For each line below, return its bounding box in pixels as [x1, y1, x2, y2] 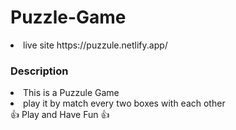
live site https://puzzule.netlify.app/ [23, 39, 168, 51]
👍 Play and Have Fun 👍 [10, 109, 110, 121]
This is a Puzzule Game [23, 87, 120, 99]
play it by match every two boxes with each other [23, 97, 226, 110]
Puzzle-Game [10, 6, 127, 29]
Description [10, 64, 69, 78]
